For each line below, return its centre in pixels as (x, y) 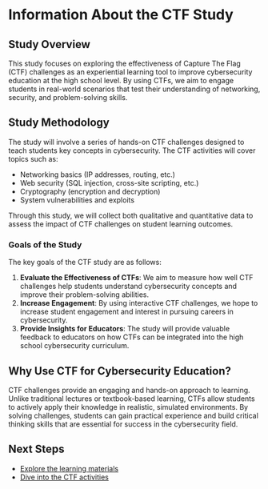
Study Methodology (59, 123)
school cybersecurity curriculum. (74, 346)
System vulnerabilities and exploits (77, 200)
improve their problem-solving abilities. (84, 295)
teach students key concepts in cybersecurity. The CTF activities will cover (132, 150)
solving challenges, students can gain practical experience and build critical (133, 415)
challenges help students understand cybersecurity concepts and (128, 287)
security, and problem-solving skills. (68, 97)
